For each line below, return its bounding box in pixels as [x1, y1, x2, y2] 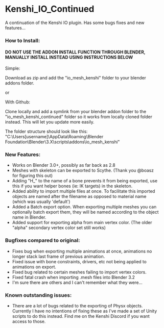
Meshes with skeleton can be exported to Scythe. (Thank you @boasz [12, 168, 154, 174]
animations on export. [12, 264, 56, 270]
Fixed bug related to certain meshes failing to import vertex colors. [12, 269, 147, 275]
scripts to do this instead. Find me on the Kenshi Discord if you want [12, 313, 150, 319]
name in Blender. [12, 214, 47, 220]
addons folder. [5, 80, 34, 86]
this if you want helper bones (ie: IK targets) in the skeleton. [12, 183, 133, 189]
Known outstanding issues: [5, 292, 72, 299]
